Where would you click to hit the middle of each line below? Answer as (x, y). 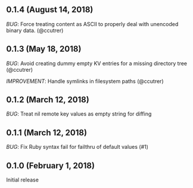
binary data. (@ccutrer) (35, 30)
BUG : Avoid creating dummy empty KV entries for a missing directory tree (97, 63)
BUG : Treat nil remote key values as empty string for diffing (79, 114)
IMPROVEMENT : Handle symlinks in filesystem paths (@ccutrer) (85, 81)
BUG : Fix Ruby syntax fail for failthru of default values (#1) (77, 147)
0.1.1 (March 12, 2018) (47, 133)
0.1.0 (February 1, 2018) (51, 165)
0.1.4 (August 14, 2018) (50, 10)
